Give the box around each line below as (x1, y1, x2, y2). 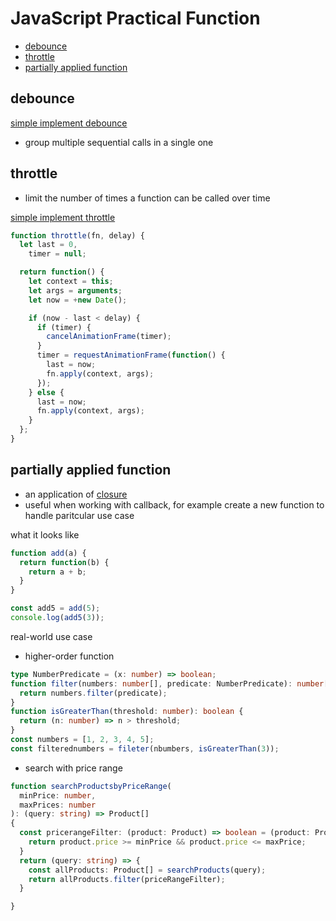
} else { (28, 387, 65, 397)
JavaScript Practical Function (10, 7, 261, 30)
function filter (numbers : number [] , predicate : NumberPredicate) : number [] (10, 678, 333, 689)
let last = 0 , (19, 240, 78, 250)
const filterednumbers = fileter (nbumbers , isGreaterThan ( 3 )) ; (10, 743, 280, 754)
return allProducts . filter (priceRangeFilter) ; (28, 874, 226, 884)
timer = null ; (28, 249, 87, 259)
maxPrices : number (19, 800, 97, 810)
